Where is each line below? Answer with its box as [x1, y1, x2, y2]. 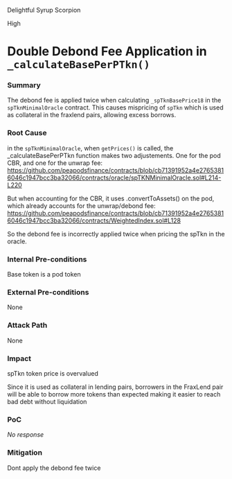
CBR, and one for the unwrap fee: [7, 159, 102, 167]
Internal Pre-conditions [7, 254, 87, 264]
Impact [7, 354, 32, 363]
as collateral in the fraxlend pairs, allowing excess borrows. [7, 111, 177, 119]
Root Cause [7, 128, 47, 138]
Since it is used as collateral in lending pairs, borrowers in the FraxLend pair [7, 383, 224, 391]
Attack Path [7, 320, 48, 330]
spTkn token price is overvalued [7, 369, 98, 377]
